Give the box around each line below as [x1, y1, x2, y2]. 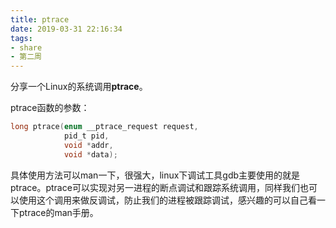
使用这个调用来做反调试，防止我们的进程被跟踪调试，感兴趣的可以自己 [18, 194, 308, 206]
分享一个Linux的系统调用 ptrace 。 [10, 81, 148, 93]
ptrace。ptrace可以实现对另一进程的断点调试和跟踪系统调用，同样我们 [10, 181, 300, 193]
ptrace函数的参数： [10, 102, 90, 114]
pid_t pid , [63, 131, 110, 141]
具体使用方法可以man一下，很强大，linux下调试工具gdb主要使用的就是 [10, 169, 301, 181]
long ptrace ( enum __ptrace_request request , [10, 122, 199, 132]
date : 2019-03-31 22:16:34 [10, 24, 123, 34]
